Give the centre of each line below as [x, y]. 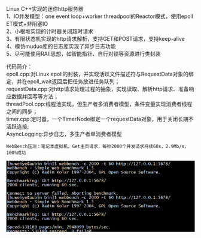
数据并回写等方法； [35, 97]
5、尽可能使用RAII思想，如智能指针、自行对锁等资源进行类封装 [83, 54]
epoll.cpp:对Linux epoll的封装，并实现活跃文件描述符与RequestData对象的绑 [100, 74]
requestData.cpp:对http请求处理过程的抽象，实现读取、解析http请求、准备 [98, 89]
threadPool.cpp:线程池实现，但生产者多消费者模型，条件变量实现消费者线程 [99, 104]
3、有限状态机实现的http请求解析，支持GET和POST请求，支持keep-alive [96, 39]
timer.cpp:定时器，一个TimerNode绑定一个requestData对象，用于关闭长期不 [100, 119]
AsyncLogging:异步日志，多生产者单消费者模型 [64, 134]
